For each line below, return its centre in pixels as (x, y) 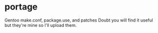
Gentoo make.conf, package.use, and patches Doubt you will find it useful (79, 20)
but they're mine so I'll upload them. (41, 25)
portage (21, 7)
